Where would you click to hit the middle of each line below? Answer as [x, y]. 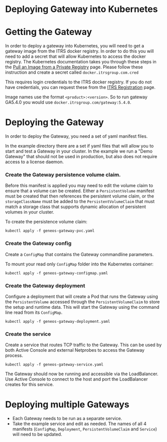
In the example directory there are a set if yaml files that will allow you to [80, 146]
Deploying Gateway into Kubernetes [82, 9]
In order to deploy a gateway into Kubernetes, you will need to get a [75, 46]
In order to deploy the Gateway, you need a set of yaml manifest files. [77, 136]
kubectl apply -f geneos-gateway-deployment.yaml [58, 321]
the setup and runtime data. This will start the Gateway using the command [82, 307]
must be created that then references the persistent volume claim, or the [80, 196]
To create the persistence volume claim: [46, 222]
